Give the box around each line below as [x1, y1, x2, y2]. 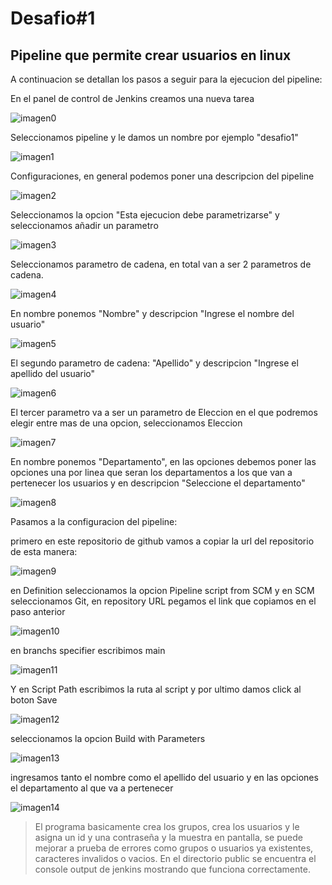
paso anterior [10, 606, 66, 617]
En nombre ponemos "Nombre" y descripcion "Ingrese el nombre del [10, 308, 295, 319]
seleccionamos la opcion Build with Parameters [10, 733, 206, 744]
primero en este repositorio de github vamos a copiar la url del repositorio [10, 535, 315, 547]
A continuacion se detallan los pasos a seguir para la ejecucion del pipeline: [10, 73, 323, 85]
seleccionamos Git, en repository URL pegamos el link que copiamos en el [10, 595, 317, 607]
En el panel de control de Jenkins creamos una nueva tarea [10, 93, 255, 104]
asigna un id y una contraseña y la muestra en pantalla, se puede [34, 832, 303, 843]
